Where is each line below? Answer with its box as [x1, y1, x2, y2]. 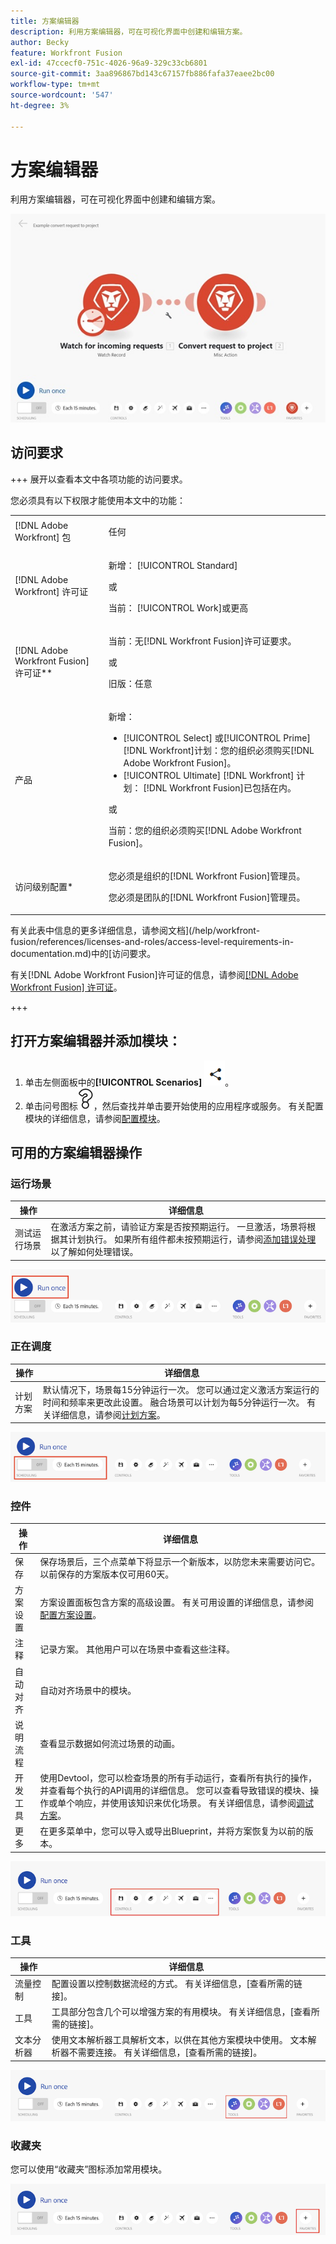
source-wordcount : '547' [10, 90, 114, 100]
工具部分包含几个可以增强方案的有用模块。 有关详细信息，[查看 [51, 2005, 312, 2017]
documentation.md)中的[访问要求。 [10, 947, 157, 959]
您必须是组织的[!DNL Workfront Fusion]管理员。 [108, 870, 306, 882]
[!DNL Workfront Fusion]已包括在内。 [143, 782, 297, 794]
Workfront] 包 [14, 531, 72, 543]
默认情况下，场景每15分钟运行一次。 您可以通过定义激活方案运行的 [42, 1383, 320, 1395]
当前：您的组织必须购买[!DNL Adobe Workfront [108, 825, 302, 837]
